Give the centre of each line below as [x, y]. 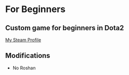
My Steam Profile [23, 40]
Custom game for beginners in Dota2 [64, 28]
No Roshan [24, 68]
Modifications [28, 56]
